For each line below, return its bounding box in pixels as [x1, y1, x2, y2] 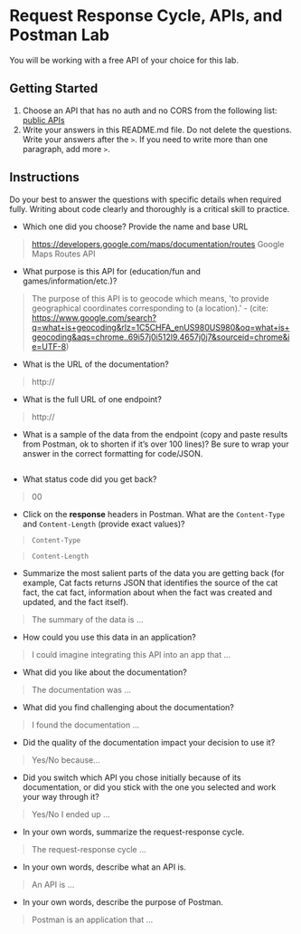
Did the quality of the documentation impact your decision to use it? [22, 737, 276, 747]
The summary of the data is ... [31, 613, 144, 625]
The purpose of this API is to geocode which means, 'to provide [31, 293, 269, 303]
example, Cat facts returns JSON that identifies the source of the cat [22, 577, 278, 588]
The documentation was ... [31, 684, 131, 695]
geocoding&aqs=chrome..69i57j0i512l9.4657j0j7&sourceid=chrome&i [31, 332, 290, 342]
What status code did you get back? [22, 473, 157, 485]
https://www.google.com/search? [31, 312, 156, 323]
